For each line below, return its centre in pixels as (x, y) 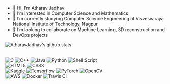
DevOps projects (30, 35)
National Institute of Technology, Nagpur (55, 24)
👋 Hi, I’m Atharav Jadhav (38, 8)
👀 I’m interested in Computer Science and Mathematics (70, 13)
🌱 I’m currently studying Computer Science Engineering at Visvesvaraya (88, 19)
